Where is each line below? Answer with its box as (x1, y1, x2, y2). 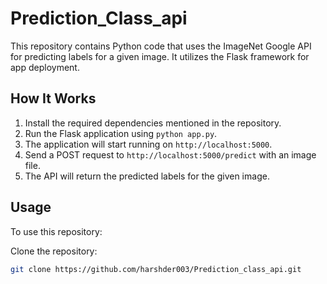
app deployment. (10, 61, 80, 73)
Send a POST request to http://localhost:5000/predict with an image (24, 148, 317, 161)
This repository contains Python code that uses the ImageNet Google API (10, 40, 312, 52)
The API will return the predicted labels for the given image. (24, 170, 270, 182)
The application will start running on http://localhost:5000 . (24, 138, 273, 150)
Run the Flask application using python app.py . (24, 127, 218, 139)
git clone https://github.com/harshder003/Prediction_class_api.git (10, 264, 302, 274)
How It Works (10, 90, 97, 107)
